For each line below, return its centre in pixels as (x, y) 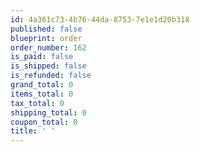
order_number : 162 (48, 47)
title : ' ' (33, 131)
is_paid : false (42, 57)
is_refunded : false (51, 76)
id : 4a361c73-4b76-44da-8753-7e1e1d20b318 (100, 19)
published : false (46, 29)
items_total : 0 (42, 94)
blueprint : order (46, 38)
